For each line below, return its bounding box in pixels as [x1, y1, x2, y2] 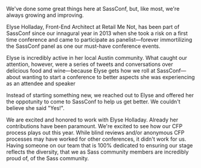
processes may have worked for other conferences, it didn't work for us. [6, 135, 187, 143]
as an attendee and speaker [6, 80, 75, 87]
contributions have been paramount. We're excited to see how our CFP [6, 123, 183, 129]
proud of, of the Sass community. [6, 155, 89, 162]
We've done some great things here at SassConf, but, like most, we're [6, 5, 180, 12]
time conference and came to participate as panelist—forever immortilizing [6, 36, 193, 43]
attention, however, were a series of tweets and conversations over [6, 60, 173, 68]
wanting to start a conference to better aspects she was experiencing [22, 74, 195, 80]
